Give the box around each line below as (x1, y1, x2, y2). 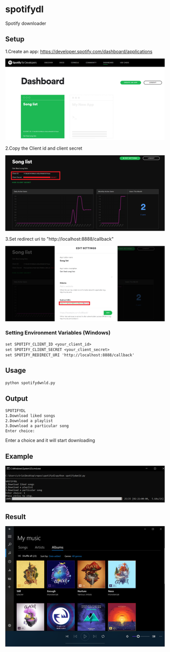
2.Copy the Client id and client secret (5, 145, 82, 151)
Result (5, 512, 26, 521)
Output (5, 394, 28, 403)
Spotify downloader (5, 20, 47, 26)
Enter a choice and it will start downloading (5, 438, 95, 444)
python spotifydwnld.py (5, 380, 56, 385)
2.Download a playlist (5, 418, 53, 423)
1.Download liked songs (5, 413, 56, 418)
